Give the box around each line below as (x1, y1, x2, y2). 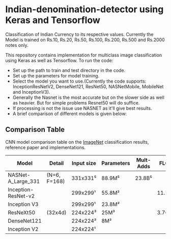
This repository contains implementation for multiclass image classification (5, 52, 162, 58)
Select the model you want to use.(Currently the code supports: (12, 78, 147, 84)
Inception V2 (8, 225, 39, 232)
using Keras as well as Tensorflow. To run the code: (5, 57, 113, 63)
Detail (49, 160, 64, 167)
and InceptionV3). (12, 89, 50, 95)
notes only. (5, 42, 29, 48)
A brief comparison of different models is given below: (12, 111, 127, 117)
